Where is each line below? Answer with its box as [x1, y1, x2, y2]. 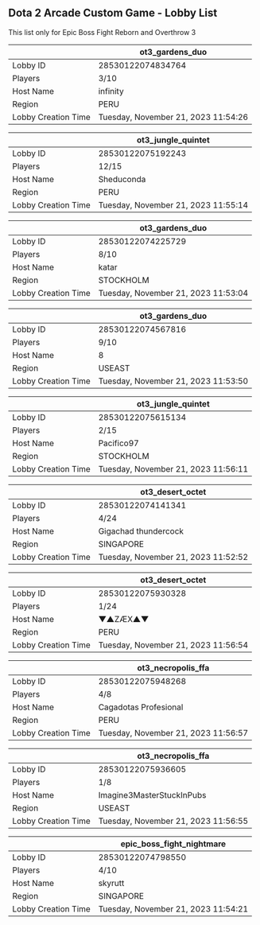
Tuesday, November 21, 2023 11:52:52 [98, 551, 249, 562]
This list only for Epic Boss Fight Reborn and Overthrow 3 [8, 27, 196, 37]
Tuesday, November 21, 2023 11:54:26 [98, 111, 249, 122]
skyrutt [98, 877, 125, 888]
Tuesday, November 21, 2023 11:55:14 [98, 199, 249, 210]
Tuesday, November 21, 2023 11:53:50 [98, 375, 249, 387]
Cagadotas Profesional [98, 702, 184, 713]
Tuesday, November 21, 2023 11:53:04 [98, 287, 249, 298]
